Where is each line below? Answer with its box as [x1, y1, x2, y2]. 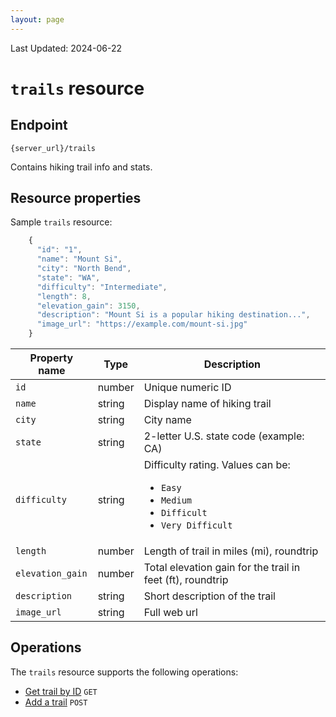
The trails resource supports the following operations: [10, 666, 239, 678]
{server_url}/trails [10, 143, 97, 153]
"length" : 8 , [36, 291, 92, 301]
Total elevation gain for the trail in [143, 561, 301, 575]
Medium [160, 495, 193, 506]
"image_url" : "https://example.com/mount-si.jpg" [36, 319, 248, 330]
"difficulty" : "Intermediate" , [36, 282, 168, 292]
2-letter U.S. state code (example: [143, 429, 305, 443]
